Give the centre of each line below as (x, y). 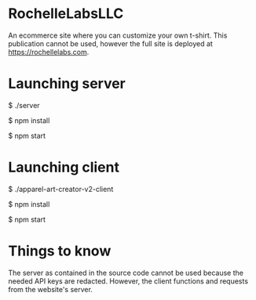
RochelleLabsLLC (66, 14)
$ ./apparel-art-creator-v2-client (61, 189)
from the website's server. (50, 289)
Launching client (64, 167)
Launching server (67, 84)
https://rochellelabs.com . (49, 52)
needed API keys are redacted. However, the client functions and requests (128, 281)
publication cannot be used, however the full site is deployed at (111, 43)
